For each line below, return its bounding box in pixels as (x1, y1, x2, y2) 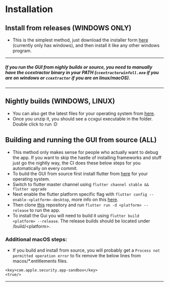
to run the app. (29, 207, 60, 213)
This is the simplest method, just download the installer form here (12, 37, 148, 43)
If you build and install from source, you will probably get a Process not (12, 247, 160, 253)
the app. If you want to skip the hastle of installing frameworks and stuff (12, 154, 162, 160)
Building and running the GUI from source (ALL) (5, 136, 157, 144)
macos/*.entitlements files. (12, 258, 68, 264)
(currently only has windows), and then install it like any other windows (12, 42, 160, 48)
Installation (5, 4, 53, 15)
